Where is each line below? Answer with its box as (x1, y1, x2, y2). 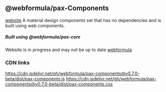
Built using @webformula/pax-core (5, 34, 81, 40)
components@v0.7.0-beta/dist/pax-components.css (5, 81, 113, 87)
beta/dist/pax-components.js (5, 76, 65, 82)
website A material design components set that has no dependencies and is (5, 17, 161, 23)
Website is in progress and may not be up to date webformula (5, 46, 132, 52)
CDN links (5, 59, 30, 66)
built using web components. (5, 22, 65, 28)
